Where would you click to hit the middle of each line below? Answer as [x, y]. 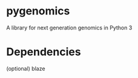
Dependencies [44, 52]
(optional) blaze [26, 68]
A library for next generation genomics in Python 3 [69, 28]
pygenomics [38, 11]
